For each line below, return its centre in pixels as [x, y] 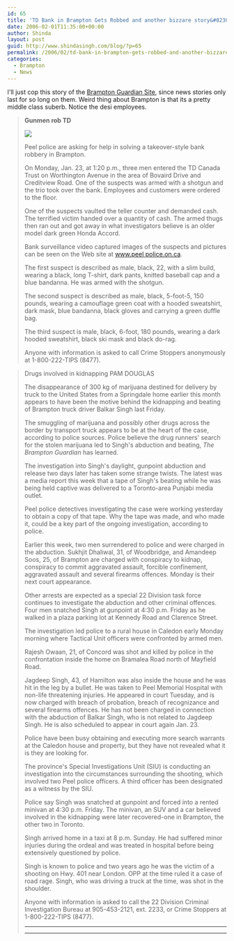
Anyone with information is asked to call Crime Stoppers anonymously [125, 352]
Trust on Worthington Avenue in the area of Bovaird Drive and [112, 175]
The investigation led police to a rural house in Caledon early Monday [124, 631]
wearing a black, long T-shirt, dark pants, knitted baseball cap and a [122, 275]
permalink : [23, 53]
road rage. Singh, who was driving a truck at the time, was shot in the [124, 881]
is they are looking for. [56, 753]
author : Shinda [29, 33]
